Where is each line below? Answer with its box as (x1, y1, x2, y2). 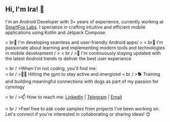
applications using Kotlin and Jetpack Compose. (5, 29, 107, 36)
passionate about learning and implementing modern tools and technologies (5, 44, 165, 51)
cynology (5, 83, 25, 89)
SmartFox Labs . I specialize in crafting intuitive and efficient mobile (5, 24, 146, 30)
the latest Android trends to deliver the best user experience (5, 55, 132, 62)
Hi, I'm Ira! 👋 (5, 5, 45, 14)
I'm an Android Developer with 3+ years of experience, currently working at (5, 18, 164, 24)
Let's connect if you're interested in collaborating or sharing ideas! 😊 (5, 111, 151, 117)
